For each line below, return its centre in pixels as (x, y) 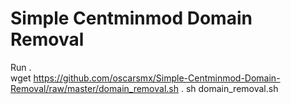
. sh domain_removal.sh (229, 88)
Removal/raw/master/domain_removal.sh (94, 88)
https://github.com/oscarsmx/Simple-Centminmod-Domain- (157, 78)
